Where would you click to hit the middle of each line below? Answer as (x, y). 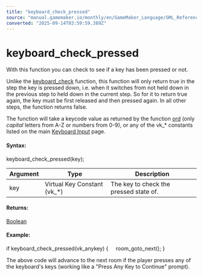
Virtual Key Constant (74, 184)
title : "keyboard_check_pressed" (48, 12)
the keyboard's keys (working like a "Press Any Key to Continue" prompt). (98, 266)
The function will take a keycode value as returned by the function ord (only (101, 119)
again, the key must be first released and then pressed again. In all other (96, 101)
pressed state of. (135, 191)
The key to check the (140, 184)
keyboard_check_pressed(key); (45, 159)
